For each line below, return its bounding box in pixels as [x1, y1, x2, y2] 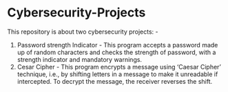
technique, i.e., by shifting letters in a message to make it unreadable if [17, 70, 218, 78]
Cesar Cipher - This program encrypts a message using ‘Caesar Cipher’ [17, 62, 222, 71]
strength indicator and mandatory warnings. [17, 55, 143, 63]
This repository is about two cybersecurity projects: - [7, 27, 158, 36]
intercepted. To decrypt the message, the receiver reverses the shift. [17, 77, 213, 85]
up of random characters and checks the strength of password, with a [17, 48, 216, 56]
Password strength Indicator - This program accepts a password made [17, 41, 218, 49]
